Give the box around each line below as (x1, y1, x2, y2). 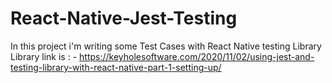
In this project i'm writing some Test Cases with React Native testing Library (10, 40, 322, 52)
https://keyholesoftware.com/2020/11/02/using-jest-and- (79, 50, 315, 62)
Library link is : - (10, 50, 78, 62)
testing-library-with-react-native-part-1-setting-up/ (10, 61, 222, 73)
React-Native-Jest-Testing (10, 7, 238, 30)
